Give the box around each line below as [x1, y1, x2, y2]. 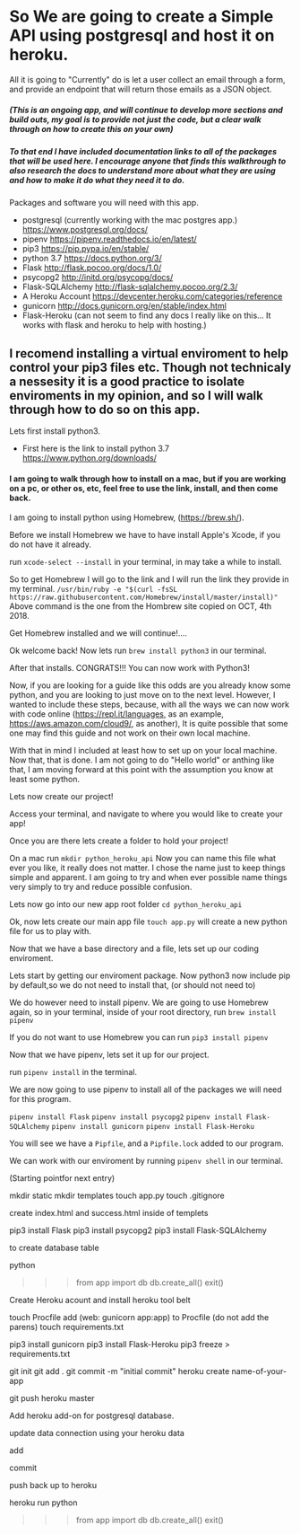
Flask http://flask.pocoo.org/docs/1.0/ [21, 262, 162, 273]
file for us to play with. [9, 926, 91, 937]
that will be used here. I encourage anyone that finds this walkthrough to [9, 155, 287, 166]
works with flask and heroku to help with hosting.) [21, 320, 208, 331]
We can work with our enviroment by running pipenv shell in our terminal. [9, 1156, 284, 1167]
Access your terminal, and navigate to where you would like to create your [9, 808, 284, 819]
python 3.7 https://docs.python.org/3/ [21, 253, 163, 264]
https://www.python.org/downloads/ [21, 453, 157, 463]
